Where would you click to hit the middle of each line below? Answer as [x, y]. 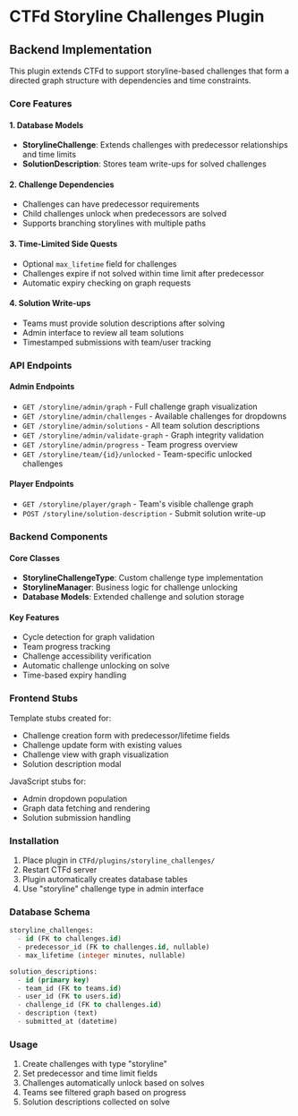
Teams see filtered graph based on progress [104, 1093]
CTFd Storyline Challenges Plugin [137, 17]
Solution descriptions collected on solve [96, 1102]
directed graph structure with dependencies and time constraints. [130, 81]
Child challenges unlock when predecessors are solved [124, 214]
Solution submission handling [77, 817]
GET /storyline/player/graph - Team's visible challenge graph [138, 504]
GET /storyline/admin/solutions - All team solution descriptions [141, 425]
